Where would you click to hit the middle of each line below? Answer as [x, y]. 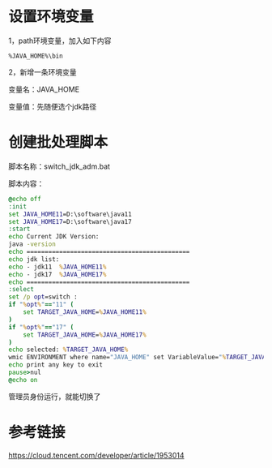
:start [19, 229]
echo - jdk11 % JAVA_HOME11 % [57, 267]
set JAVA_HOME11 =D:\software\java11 [70, 214]
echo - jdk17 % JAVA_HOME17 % [57, 274]
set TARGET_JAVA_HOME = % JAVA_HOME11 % [85, 312]
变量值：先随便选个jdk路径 [53, 106]
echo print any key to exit [56, 365]
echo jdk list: [34, 259]
